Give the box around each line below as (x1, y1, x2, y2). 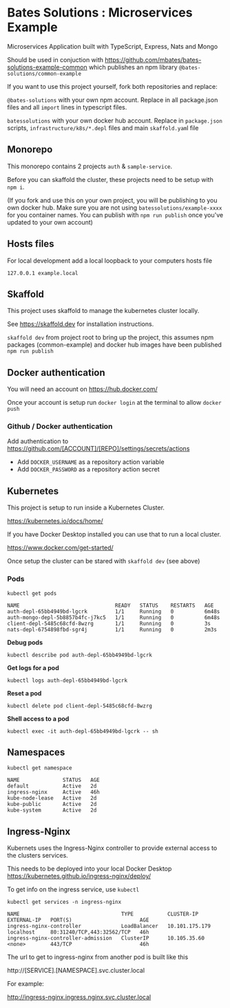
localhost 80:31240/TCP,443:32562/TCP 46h (7, 929, 149, 936)
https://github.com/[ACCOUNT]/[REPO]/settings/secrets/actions (7, 445, 190, 453)
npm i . (7, 183, 25, 191)
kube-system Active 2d (7, 807, 97, 814)
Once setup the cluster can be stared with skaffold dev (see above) (7, 557, 200, 565)
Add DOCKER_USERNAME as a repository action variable (17, 458, 165, 466)
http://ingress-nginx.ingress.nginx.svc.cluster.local (7, 993, 151, 1001)
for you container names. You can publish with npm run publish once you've (7, 210, 224, 219)
